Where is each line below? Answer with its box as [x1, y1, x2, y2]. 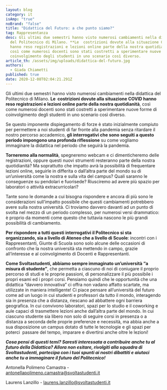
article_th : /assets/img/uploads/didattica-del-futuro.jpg [5, 58, 130, 63]
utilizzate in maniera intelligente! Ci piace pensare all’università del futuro [5, 287, 155, 293]
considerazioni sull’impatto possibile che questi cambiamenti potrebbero [5, 199, 154, 205]
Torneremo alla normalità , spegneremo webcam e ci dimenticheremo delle [5, 152, 160, 158]
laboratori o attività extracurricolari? [5, 184, 79, 190]
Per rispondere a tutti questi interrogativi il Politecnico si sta [5, 230, 132, 236]
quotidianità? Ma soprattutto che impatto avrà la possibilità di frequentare [5, 162, 156, 168]
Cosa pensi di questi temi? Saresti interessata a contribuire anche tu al [5, 339, 155, 345]
